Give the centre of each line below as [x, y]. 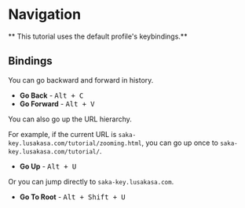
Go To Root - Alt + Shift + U [72, 197]
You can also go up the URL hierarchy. [70, 119]
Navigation [44, 15]
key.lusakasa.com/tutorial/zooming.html [75, 143]
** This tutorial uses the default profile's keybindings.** [98, 36]
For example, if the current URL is [62, 134]
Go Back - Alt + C [51, 95]
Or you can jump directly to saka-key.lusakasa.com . [91, 181]
